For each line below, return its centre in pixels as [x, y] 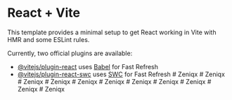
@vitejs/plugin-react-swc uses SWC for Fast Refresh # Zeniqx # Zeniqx [121, 74]
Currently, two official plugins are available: [70, 53]
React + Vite [44, 13]
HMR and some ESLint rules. [49, 39]
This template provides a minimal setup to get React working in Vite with [112, 32]
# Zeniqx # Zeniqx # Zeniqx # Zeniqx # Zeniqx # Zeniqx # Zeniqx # [114, 81]
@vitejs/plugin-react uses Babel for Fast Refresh [88, 66]
